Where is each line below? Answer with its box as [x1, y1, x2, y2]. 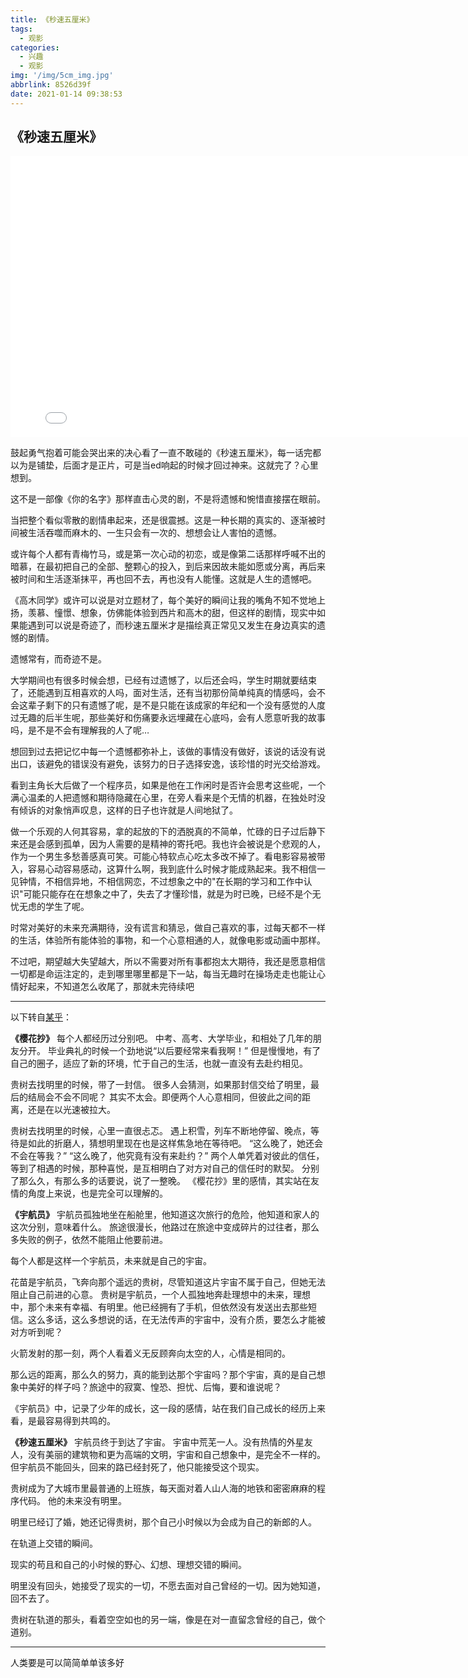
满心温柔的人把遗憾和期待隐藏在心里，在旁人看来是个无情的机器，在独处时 [10, 792, 317, 804]
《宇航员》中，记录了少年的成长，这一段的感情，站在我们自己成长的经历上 [10, 1402, 317, 1415]
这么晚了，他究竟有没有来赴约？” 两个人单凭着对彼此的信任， [73, 1150, 325, 1162]
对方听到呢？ [10, 1326, 63, 1338]
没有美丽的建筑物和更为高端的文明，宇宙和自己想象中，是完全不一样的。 [27, 1449, 326, 1461]
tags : [10, 24, 33, 34]
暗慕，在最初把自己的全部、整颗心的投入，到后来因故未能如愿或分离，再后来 [10, 561, 326, 573]
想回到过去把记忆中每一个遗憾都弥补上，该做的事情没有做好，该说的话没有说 [10, 746, 326, 758]
